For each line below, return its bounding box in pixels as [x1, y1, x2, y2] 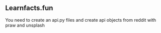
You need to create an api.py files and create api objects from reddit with [5, 17, 156, 23]
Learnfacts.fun [5, 4, 53, 12]
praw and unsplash [5, 22, 45, 28]
